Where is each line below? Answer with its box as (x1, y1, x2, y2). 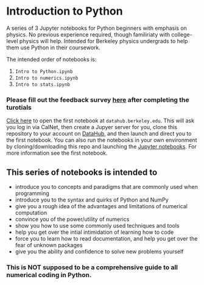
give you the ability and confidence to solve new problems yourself (15, 248, 184, 255)
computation (15, 209, 47, 217)
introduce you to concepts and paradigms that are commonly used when (15, 183, 198, 191)
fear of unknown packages (15, 242, 83, 249)
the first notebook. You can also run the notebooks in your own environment (6, 136, 197, 144)
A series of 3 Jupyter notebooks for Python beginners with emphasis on (6, 24, 188, 32)
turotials (6, 103, 32, 111)
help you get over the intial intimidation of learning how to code (15, 228, 174, 236)
